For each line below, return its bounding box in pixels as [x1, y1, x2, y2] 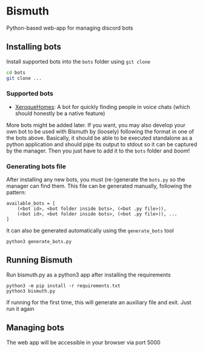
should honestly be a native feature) [15, 109, 105, 117]
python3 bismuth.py [6, 288, 56, 294]
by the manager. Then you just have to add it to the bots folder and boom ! [6, 147, 190, 154]
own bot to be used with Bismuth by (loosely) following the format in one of [6, 128, 195, 135]
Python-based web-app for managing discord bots [6, 24, 133, 31]
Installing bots [6, 42, 62, 52]
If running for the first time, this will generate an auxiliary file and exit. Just [6, 298, 192, 306]
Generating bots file [6, 162, 67, 171]
